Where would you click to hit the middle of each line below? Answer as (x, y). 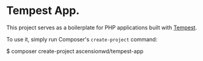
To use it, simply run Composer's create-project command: (82, 39)
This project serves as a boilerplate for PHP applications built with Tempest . (102, 27)
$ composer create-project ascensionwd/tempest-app (75, 51)
